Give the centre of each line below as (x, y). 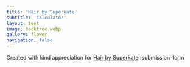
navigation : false (30, 40)
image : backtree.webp (34, 29)
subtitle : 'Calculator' (37, 18)
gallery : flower (27, 35)
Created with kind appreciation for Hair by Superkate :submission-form (95, 58)
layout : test (23, 23)
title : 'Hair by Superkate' (42, 12)
